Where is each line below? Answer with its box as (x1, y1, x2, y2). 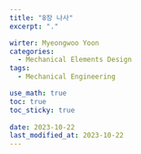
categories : (9, 46, 55, 56)
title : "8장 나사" (9, 13, 74, 23)
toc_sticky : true (9, 106, 76, 115)
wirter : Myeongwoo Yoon (9, 38, 100, 47)
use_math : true (9, 88, 67, 98)
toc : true (9, 97, 47, 106)
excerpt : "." (9, 22, 59, 31)
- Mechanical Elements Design (17, 56, 132, 65)
